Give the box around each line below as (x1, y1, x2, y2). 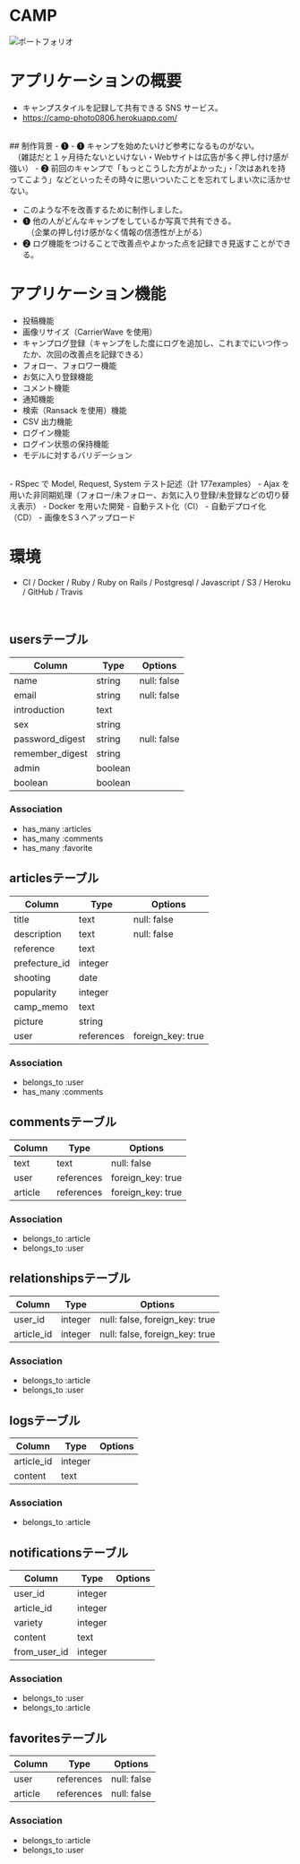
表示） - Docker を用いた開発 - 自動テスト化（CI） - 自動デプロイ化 (16, 500, 267, 511)
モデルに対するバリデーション (21, 449, 133, 460)
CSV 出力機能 (21, 416, 73, 427)
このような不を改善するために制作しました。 (21, 204, 188, 215)
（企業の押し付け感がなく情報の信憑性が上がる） (30, 226, 208, 238)
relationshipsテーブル (9, 1270, 132, 1287)
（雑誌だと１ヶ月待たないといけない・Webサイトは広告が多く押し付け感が (16, 152, 289, 162)
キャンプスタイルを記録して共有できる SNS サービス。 (21, 102, 224, 113)
